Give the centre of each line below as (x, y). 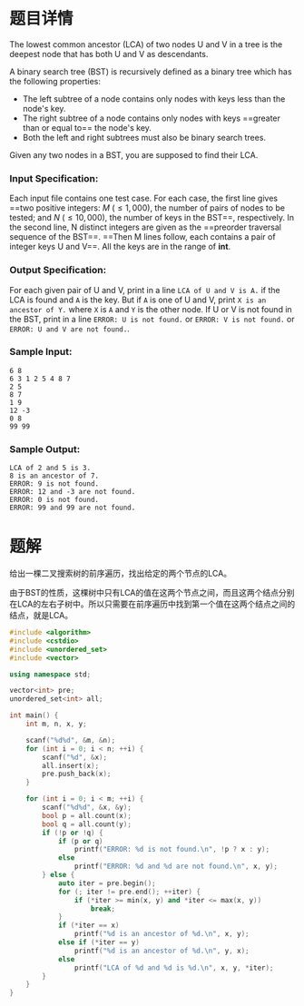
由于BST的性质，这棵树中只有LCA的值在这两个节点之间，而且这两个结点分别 (152, 593)
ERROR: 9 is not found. (54, 484)
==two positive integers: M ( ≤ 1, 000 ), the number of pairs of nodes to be (147, 208)
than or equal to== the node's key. (87, 127)
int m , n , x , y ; (57, 724)
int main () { (34, 715)
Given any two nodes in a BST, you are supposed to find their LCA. (134, 154)
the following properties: (55, 81)
